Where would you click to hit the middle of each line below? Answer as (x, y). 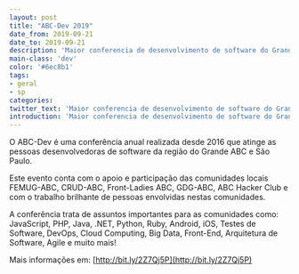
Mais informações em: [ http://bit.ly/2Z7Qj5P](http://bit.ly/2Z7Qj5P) (131, 260)
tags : (19, 76)
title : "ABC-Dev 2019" (51, 26)
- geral (24, 84)
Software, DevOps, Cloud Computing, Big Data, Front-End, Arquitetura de (144, 233)
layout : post (33, 17)
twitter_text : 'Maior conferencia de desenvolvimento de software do (141, 109)
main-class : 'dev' (43, 59)
